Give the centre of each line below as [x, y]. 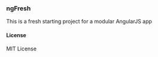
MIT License [22, 49]
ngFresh [19, 8]
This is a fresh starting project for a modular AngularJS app [79, 22]
